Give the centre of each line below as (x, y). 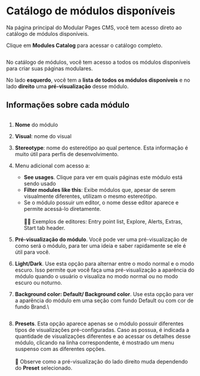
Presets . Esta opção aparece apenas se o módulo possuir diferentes (99, 324)
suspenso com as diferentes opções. (60, 349)
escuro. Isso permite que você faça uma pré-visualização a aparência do (105, 270)
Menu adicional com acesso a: (52, 166)
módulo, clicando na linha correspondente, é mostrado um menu (94, 342)
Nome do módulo (36, 125)
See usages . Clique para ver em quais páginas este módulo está (103, 177)
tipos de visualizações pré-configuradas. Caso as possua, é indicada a (102, 330)
